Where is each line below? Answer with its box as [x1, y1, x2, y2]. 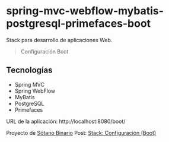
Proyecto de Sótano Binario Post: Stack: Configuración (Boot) [6, 129, 157, 136]
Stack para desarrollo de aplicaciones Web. [6, 36, 113, 43]
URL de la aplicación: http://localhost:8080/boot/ [6, 118, 126, 125]
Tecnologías [6, 65, 53, 75]
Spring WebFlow [14, 87, 56, 94]
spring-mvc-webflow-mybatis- [6, 4, 164, 18]
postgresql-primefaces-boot [6, 17, 151, 30]
